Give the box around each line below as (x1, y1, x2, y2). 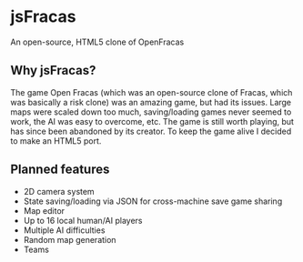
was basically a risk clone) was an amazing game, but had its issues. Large (10, 96, 292, 107)
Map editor (23, 205, 66, 216)
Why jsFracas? (10, 63, 96, 78)
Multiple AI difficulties (23, 225, 106, 236)
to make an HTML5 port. (10, 135, 102, 146)
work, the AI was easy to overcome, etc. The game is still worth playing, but (10, 116, 295, 126)
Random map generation (23, 234, 116, 245)
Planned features (10, 162, 110, 177)
